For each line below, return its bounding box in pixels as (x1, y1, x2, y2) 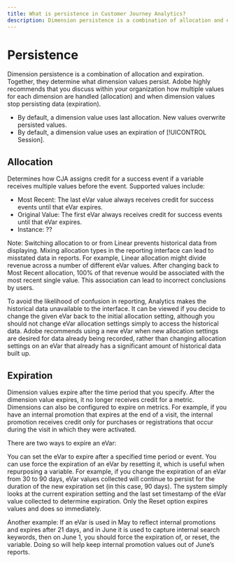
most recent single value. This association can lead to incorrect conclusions (7, 276, 226, 284)
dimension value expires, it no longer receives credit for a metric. (7, 396, 194, 404)
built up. (7, 349, 31, 358)
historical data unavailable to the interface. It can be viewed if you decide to (7, 305, 226, 313)
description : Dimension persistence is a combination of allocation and (7, 17, 224, 24)
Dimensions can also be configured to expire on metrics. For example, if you (7, 403, 227, 412)
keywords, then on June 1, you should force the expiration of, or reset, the (7, 533, 220, 541)
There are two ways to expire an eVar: (7, 439, 117, 447)
